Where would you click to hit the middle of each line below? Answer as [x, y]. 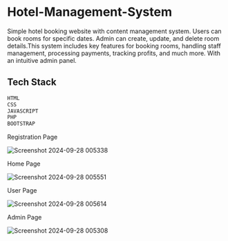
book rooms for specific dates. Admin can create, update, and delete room [113, 38]
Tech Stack [32, 83]
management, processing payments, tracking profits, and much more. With [114, 53]
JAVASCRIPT [23, 111]
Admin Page [25, 218]
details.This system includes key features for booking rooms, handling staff [114, 46]
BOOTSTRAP [21, 124]
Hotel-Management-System [90, 12]
